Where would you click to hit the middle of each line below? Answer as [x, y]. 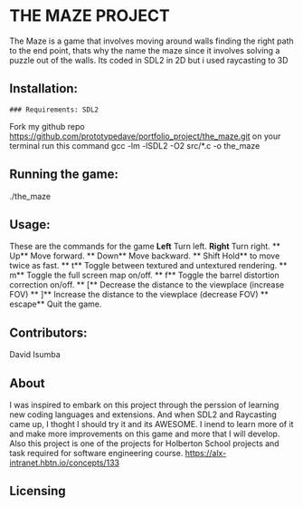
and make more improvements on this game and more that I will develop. [145, 434]
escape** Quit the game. [56, 304]
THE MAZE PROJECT [90, 16]
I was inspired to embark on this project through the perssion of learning [144, 405]
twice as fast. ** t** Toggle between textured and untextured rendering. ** [148, 266]
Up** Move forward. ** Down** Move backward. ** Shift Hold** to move [145, 256]
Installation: [44, 88]
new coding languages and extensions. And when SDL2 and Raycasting [143, 414]
